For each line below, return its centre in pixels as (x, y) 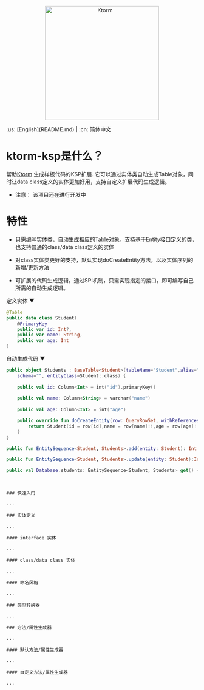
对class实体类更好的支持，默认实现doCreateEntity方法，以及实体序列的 (104, 260)
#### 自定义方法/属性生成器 (37, 672)
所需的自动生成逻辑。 (42, 288)
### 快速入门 (21, 493)
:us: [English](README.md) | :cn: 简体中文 (59, 129)
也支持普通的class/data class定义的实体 (64, 247)
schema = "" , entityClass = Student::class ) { (72, 376)
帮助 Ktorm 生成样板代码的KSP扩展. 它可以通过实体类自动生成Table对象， (97, 174)
